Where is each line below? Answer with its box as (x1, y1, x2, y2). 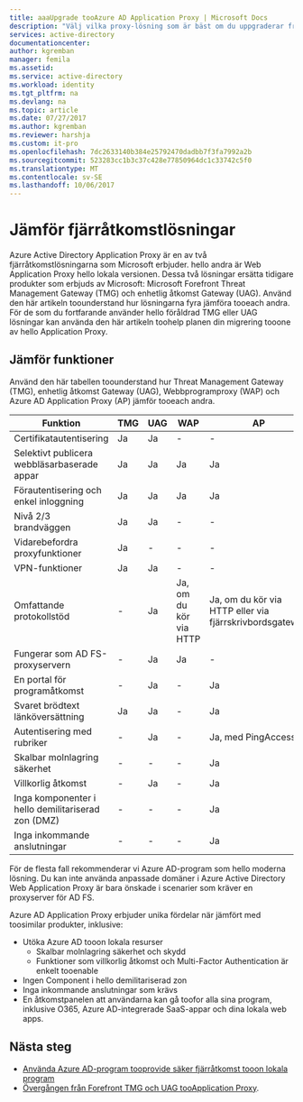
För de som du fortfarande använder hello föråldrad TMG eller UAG (9, 308, 258, 318)
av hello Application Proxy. (9, 326, 108, 337)
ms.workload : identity (9, 80, 95, 89)
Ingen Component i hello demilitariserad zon (22, 975, 188, 986)
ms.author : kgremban (9, 123, 87, 132)
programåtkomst (14, 684, 84, 697)
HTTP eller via (208, 604, 270, 617)
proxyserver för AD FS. (9, 892, 95, 903)
